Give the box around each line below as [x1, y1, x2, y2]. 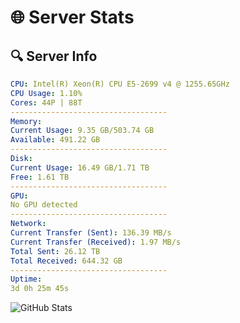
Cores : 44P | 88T [10, 97, 83, 108]
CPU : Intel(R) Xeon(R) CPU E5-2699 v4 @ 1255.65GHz [10, 79, 230, 89]
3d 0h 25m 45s [10, 284, 70, 294]
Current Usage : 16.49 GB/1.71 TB [10, 162, 150, 173]
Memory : [10, 116, 43, 126]
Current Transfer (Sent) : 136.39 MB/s [10, 228, 172, 238]
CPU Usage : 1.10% [10, 88, 83, 98]
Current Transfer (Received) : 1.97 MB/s [10, 237, 182, 247]
